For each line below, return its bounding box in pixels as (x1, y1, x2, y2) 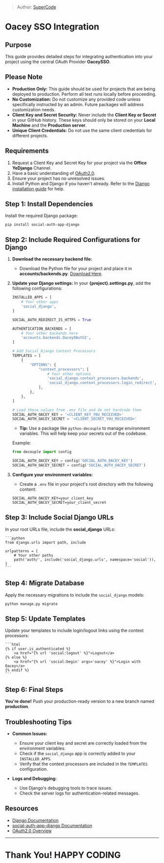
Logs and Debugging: (12, 776, 57, 781)
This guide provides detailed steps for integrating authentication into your (5, 54, 153, 59)
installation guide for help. (12, 186, 65, 192)
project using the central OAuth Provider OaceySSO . (5, 59, 111, 65)
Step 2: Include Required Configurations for (5, 236, 141, 244)
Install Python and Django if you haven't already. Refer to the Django (12, 180, 150, 186)
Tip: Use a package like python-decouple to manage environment (19, 425, 150, 431)
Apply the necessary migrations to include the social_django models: (5, 592, 144, 598)
